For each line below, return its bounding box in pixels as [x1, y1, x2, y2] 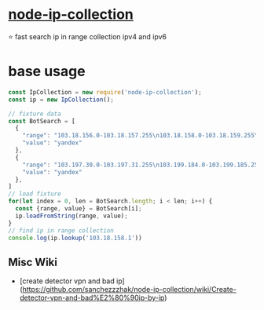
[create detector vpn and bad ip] [19, 276, 126, 286]
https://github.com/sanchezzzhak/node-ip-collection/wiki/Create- [22, 285, 237, 294]
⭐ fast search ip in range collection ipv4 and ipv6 [8, 31, 167, 41]
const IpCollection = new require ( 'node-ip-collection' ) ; [8, 88, 202, 96]
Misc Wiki [8, 255, 57, 268]
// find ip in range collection [8, 226, 114, 235]
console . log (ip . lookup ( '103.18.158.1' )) [8, 234, 143, 242]
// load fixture [8, 190, 61, 198]
